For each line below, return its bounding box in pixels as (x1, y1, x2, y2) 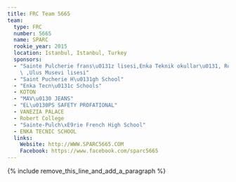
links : (13, 134, 33, 141)
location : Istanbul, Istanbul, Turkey (13, 50, 128, 57)
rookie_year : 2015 (13, 43, 68, 50)
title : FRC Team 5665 (7, 10, 71, 18)
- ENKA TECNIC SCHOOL (13, 128, 77, 135)
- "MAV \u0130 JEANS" (13, 96, 74, 103)
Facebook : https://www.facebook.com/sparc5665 (20, 148, 159, 155)
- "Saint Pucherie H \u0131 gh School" (13, 75, 124, 83)
